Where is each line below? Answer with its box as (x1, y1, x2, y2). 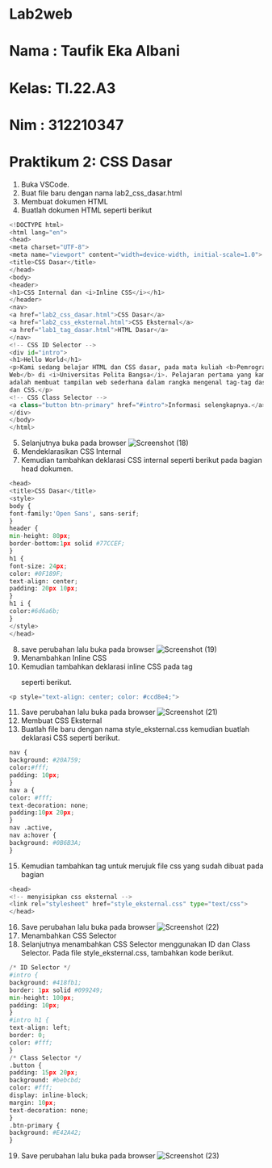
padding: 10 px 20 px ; (9, 809, 75, 817)
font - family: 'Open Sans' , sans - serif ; (9, 510, 140, 518)
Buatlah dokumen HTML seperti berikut (20, 205, 153, 215)
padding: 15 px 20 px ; (9, 1069, 79, 1077)
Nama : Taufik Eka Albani (9, 42, 181, 61)
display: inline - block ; (9, 1091, 90, 1099)
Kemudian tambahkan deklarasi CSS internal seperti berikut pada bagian (20, 456, 262, 465)
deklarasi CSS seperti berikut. (20, 733, 120, 743)
